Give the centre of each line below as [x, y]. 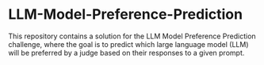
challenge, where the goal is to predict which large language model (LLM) [128, 44]
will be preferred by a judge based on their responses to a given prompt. [126, 52]
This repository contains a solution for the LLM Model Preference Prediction [132, 36]
